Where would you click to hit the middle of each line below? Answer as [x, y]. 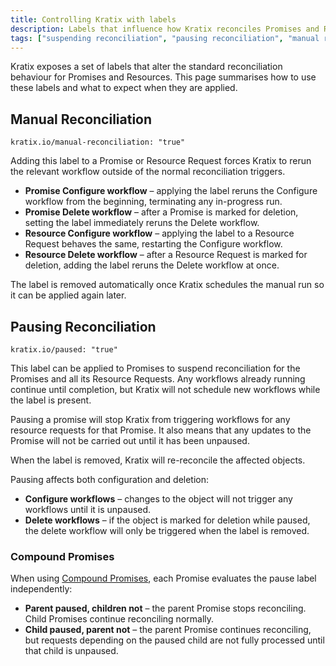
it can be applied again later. [68, 295]
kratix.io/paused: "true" [64, 350]
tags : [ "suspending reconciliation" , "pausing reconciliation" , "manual [165, 38]
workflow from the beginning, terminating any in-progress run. [153, 202]
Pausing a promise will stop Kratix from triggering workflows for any [150, 419]
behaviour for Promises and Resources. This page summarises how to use [163, 77]
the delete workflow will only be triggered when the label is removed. [167, 530]
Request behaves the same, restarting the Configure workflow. [153, 244]
